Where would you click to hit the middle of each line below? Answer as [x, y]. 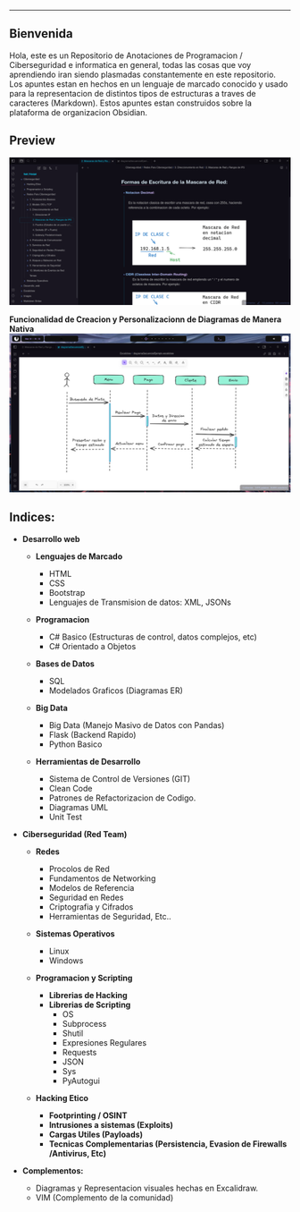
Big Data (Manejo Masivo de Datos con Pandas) [137, 725]
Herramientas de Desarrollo [88, 761]
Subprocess [84, 1023]
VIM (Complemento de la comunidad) [104, 1197]
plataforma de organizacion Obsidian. [79, 112]
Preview [33, 141]
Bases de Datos [65, 664]
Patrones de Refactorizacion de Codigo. [122, 798]
